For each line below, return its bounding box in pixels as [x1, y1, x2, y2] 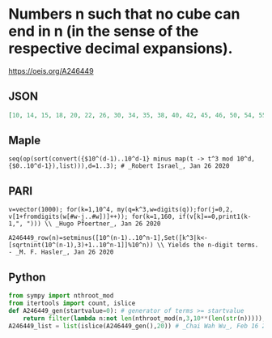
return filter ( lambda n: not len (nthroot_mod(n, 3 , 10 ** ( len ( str [23, 314, 237, 323]
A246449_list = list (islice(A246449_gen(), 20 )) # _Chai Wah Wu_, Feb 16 [8, 322, 259, 330]
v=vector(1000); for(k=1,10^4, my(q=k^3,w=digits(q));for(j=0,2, [8, 206, 233, 214]
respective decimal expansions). [8, 40, 233, 58]
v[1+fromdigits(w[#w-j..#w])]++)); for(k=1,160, [8, 212, 176, 221]
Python [8, 270, 46, 284]
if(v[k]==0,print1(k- [178, 212, 252, 221]
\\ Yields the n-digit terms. [156, 241, 259, 250]
